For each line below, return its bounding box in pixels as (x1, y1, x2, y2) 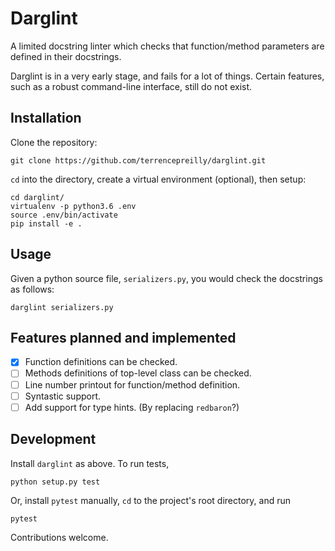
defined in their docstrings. (10, 50, 122, 62)
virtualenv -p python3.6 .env (10, 201, 137, 211)
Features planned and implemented (10, 329, 237, 346)
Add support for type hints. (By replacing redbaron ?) (24, 401, 240, 413)
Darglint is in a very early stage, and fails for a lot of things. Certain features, (10, 70, 325, 82)
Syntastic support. (24, 390, 102, 402)
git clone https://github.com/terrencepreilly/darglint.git (10, 155, 267, 166)
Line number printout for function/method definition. (24, 378, 241, 391)
